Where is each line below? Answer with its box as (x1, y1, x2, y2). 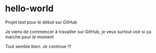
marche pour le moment (5, 34, 54, 40)
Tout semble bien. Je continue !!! (5, 43, 71, 49)
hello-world (5, 3, 54, 14)
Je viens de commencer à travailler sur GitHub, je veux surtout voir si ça (5, 28, 152, 34)
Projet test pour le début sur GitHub (5, 19, 77, 25)
